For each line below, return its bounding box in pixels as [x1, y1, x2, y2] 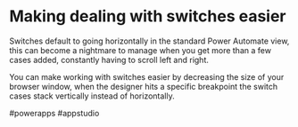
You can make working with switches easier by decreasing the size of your [9, 71, 285, 82]
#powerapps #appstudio [9, 107, 100, 118]
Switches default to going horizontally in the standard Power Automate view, [9, 36, 290, 46]
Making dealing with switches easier [9, 6, 287, 27]
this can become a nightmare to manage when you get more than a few [9, 44, 272, 55]
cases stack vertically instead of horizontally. [9, 91, 176, 101]
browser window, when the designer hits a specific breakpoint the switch [9, 81, 278, 91]
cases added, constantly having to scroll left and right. [9, 54, 210, 65]
